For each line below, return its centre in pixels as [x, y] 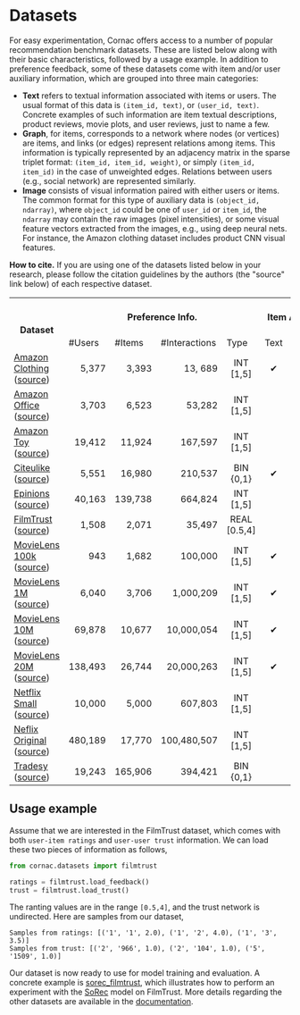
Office [27, 405]
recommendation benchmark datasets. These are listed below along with [143, 49]
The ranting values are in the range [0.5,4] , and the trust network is [135, 907]
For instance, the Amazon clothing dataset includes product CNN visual [154, 238]
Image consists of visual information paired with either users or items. [150, 190]
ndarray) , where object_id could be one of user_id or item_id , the [144, 209]
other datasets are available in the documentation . [101, 1002]
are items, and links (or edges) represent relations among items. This [149, 143]
